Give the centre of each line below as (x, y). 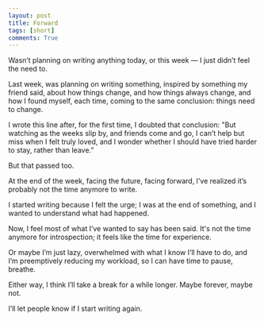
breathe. (22, 269)
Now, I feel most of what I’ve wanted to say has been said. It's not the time (130, 229)
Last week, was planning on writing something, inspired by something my (128, 84)
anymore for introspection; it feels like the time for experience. (110, 237)
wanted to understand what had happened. (78, 213)
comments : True (33, 38)
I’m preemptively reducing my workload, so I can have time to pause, (121, 261)
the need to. (28, 69)
